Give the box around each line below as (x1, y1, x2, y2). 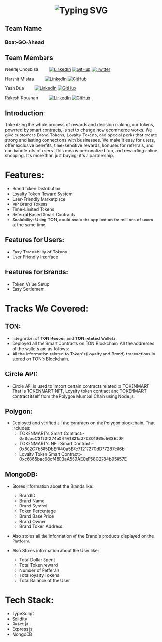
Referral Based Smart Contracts (12, 212, 76, 218)
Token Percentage (19, 508, 56, 514)
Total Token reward (19, 562, 58, 568)
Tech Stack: (5, 595, 54, 606)
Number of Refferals (19, 567, 60, 573)
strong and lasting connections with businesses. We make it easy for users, (5, 137, 156, 143)
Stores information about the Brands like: (12, 483, 94, 489)
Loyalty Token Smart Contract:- (19, 451, 82, 457)
